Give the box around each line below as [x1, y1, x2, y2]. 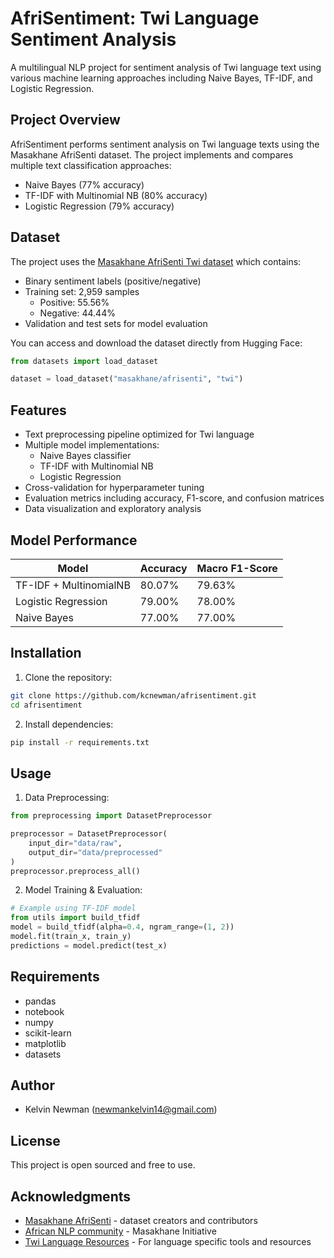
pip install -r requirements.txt [10, 737, 150, 747]
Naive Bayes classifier [39, 450, 132, 462]
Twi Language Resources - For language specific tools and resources [24, 1236, 312, 1248]
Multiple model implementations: [24, 439, 160, 451]
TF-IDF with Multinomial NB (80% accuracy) [24, 189, 208, 201]
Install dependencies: [24, 718, 114, 730]
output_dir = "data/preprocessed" [28, 847, 163, 857]
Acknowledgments [10, 1188, 132, 1205]
